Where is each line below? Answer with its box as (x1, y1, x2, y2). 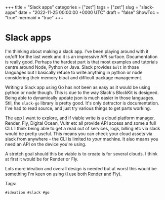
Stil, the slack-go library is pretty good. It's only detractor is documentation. (5, 100, 160, 106)
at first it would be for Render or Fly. (5, 156, 79, 162)
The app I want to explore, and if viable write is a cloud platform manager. (5, 115, 155, 121)
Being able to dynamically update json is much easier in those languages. (5, 95, 155, 100)
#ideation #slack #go (5, 190, 50, 195)
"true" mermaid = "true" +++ (5, 15, 64, 20)
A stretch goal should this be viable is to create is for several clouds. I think (5, 150, 158, 156)
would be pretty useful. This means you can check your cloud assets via (5, 131, 153, 137)
